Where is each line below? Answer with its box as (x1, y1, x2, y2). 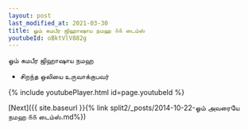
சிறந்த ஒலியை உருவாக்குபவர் (19, 72, 110, 81)
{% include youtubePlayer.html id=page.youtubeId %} (8, 88, 185, 97)
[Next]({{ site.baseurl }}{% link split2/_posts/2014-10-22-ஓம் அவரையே (8, 103, 240, 112)
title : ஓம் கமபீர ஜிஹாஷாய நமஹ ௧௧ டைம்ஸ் (8, 26, 145, 34)
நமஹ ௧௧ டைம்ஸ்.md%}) (8, 112, 87, 122)
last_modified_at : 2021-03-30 (8, 19, 109, 27)
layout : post (8, 11, 52, 20)
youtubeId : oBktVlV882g (8, 33, 87, 42)
